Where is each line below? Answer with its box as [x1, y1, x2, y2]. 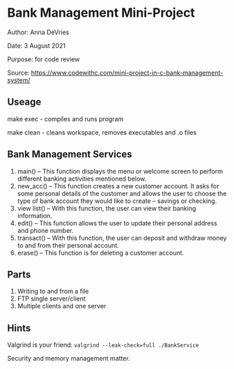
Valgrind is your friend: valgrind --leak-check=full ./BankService [7, 340, 199, 349]
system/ [7, 75, 31, 84]
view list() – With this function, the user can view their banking [17, 204, 196, 212]
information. [17, 211, 52, 220]
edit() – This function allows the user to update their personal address [17, 218, 217, 227]
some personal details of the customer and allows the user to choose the [17, 189, 227, 197]
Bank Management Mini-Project [7, 5, 195, 21]
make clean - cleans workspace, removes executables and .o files [7, 128, 197, 137]
